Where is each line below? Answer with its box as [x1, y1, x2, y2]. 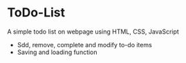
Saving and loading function [17, 48, 98, 56]
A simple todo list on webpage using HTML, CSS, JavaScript [7, 27, 180, 36]
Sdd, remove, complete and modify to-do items [17, 40, 152, 49]
